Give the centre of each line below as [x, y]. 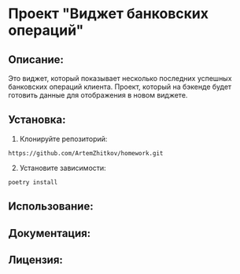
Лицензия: [35, 259]
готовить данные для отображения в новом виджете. [98, 95]
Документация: [50, 233]
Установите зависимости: [63, 168]
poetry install [33, 182]
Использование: [51, 207]
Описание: [36, 59]
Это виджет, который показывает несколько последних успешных [120, 78]
